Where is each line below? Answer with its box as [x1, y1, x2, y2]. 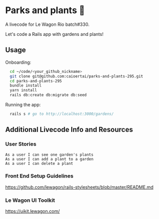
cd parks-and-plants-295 [10, 78, 62, 83]
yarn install [10, 88, 37, 93]
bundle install [10, 83, 42, 88]
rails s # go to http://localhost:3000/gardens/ [10, 111, 114, 116]
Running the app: [5, 102, 41, 108]
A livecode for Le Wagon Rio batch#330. [5, 21, 90, 27]
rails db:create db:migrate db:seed [10, 93, 87, 98]
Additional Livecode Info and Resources [5, 125, 133, 134]
